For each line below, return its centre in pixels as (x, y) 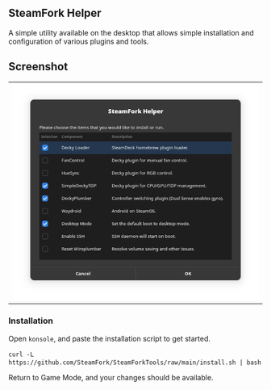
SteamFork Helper (55, 13)
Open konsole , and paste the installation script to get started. (110, 338)
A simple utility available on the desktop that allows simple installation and (131, 32)
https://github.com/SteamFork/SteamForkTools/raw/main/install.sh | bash (135, 363)
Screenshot (38, 67)
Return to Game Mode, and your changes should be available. (111, 377)
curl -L (21, 354)
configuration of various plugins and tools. (79, 41)
